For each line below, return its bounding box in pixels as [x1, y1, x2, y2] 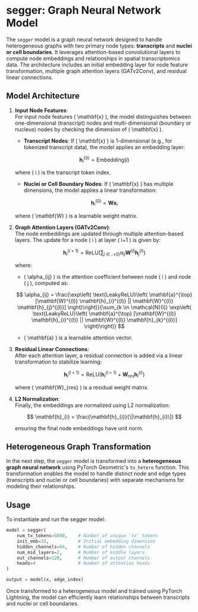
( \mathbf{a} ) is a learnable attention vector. [23, 334, 133, 342]
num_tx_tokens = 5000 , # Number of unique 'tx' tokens [17, 533, 159, 539]
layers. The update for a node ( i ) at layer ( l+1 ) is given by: [14, 236, 161, 244]
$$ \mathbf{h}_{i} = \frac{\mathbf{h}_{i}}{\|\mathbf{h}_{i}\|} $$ [26, 413, 183, 420]
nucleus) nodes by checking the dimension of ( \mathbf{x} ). [14, 125, 164, 133]
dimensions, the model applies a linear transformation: [23, 187, 158, 194]
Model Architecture [6, 91, 80, 101]
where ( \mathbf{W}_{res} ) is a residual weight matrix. [14, 384, 149, 391]
